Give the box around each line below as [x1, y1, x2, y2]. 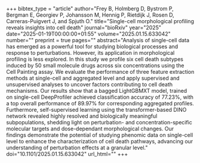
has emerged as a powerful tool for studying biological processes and [6, 43, 179, 50]
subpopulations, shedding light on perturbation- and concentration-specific [6, 119, 192, 126]
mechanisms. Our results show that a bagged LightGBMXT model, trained [6, 87, 187, 94]
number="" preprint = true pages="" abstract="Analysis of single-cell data [6, 37, 190, 43]
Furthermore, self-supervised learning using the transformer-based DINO [6, 106, 187, 113]
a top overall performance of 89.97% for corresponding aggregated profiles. [6, 100, 194, 106]
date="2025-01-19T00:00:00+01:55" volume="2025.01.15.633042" [6, 30, 171, 37]
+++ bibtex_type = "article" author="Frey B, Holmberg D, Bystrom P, [6, 5, 174, 12]
